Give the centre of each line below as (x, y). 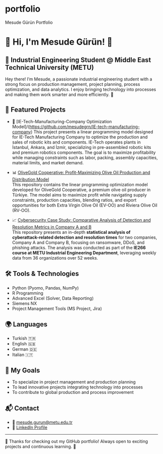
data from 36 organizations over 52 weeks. (55, 258)
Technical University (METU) (49, 67)
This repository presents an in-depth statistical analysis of (71, 232)
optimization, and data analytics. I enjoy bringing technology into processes (81, 89)
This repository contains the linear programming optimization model (80, 184)
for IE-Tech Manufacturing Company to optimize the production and (80, 137)
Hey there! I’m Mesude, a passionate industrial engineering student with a (79, 79)
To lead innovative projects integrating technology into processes (77, 387)
